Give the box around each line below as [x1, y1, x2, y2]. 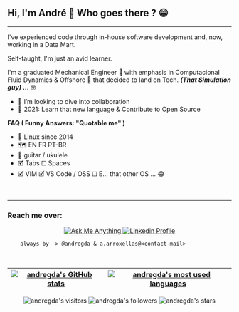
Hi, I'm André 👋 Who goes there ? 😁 [7, 7, 169, 19]
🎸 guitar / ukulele [17, 150, 68, 159]
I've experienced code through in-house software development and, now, [7, 33, 223, 41]
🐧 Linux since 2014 [17, 132, 73, 141]
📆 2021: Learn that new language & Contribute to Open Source [17, 105, 201, 113]
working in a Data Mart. [7, 40, 76, 48]
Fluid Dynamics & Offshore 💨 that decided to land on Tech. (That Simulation [7, 76, 231, 84]
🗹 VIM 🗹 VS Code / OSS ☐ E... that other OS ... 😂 [17, 169, 165, 178]
